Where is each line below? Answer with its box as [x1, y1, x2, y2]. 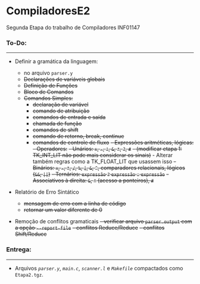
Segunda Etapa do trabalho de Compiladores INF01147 [6, 24, 140, 31]
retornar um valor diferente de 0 [23, 207, 103, 214]
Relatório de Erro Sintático [14, 189, 79, 196]
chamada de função [32, 120, 82, 127]
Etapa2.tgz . [14, 271, 43, 278]
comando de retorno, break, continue [32, 133, 124, 140]
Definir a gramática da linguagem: [14, 58, 98, 65]
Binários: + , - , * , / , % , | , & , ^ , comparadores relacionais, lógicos [32, 164, 186, 171]
